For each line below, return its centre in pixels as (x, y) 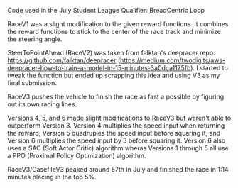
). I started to (210, 68)
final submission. (32, 83)
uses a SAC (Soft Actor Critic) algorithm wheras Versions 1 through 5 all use (118, 148)
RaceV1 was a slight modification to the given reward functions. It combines (118, 24)
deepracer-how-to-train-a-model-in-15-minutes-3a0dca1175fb (99, 68)
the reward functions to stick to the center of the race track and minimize (114, 32)
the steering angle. (35, 39)
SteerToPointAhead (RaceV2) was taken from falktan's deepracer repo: (111, 53)
